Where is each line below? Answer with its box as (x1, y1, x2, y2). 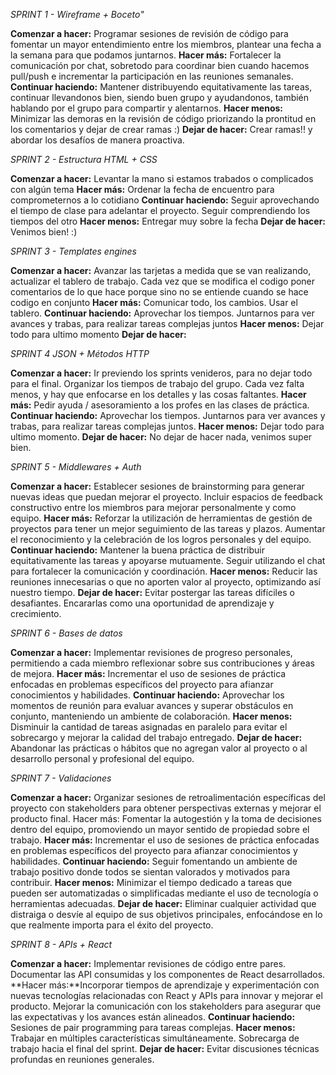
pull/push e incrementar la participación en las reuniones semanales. (10, 70, 294, 82)
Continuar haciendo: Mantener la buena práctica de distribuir (10, 544, 265, 556)
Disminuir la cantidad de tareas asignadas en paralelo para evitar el (10, 721, 288, 733)
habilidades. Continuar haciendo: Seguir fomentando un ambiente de (10, 855, 298, 867)
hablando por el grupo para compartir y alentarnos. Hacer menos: (10, 102, 284, 114)
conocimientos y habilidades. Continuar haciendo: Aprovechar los (10, 689, 285, 701)
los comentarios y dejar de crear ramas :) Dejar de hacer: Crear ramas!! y (10, 124, 313, 135)
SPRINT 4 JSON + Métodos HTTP (10, 348, 150, 359)
